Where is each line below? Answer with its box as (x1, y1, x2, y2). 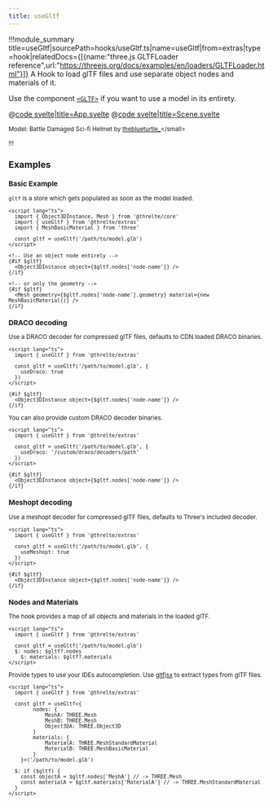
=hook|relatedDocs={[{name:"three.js (8, 51, 136, 61)
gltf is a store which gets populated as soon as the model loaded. (8, 194, 194, 202)
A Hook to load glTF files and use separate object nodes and (30, 68, 234, 78)
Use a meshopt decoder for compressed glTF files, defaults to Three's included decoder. (8, 513, 258, 521)
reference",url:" (8, 60, 60, 70)
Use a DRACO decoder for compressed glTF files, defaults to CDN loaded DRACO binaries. (8, 333, 263, 341)
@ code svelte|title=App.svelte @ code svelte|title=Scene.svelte (8, 109, 220, 119)
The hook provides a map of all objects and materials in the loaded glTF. (8, 613, 210, 621)
